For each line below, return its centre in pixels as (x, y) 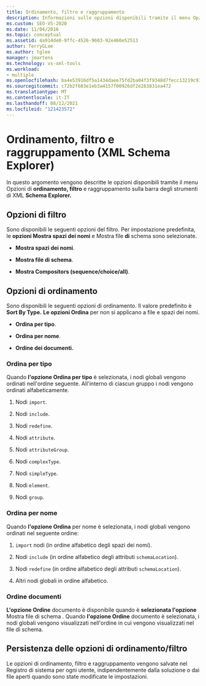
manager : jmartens (30, 58)
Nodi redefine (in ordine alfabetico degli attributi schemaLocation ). (98, 569)
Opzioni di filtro (36, 214)
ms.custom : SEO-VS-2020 (37, 23)
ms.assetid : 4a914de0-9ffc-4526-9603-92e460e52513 (72, 40)
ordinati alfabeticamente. (38, 390)
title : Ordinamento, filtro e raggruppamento (65, 12)
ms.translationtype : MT (37, 92)
